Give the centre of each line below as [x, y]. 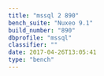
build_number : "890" [42, 30]
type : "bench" [32, 60]
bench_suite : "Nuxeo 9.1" [50, 23]
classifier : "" [33, 45]
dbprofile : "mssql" [40, 38]
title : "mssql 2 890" [44, 15]
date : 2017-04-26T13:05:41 [52, 52]
